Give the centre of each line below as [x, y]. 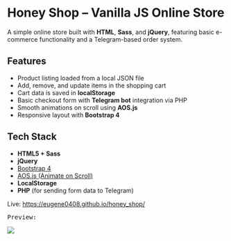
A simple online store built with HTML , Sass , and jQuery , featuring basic [111, 32]
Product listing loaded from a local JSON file [80, 78]
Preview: [22, 217]
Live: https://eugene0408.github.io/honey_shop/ [76, 203]
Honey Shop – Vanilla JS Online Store [116, 13]
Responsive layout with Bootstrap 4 [68, 115]
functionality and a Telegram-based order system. [111, 39]
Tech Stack [32, 137]
